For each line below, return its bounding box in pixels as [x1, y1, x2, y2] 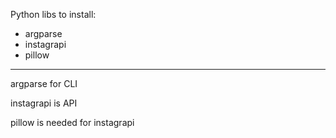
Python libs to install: [10, 9, 97, 20]
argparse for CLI [10, 78, 78, 89]
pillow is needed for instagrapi [10, 117, 135, 128]
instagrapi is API [10, 97, 78, 109]
